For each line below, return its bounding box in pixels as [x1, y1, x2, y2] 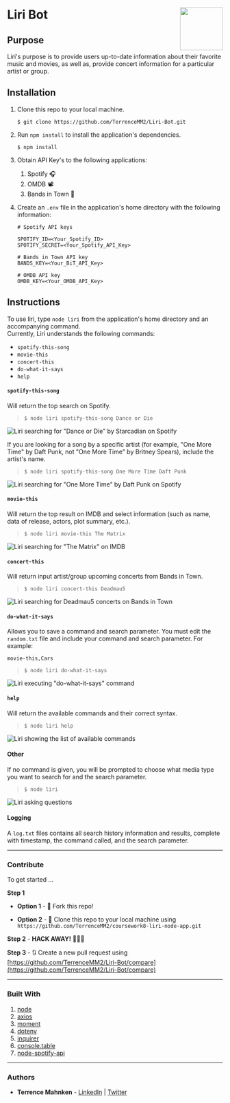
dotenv [16, 1027, 38, 1035]
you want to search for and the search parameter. [7, 772, 147, 781]
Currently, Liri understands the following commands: [7, 329, 155, 337]
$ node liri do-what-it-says [23, 667, 107, 674]
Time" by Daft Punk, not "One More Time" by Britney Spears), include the [7, 447, 214, 456]
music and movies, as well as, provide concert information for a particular [7, 60, 215, 68]
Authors [7, 1072, 36, 1082]
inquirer [16, 1034, 40, 1043]
